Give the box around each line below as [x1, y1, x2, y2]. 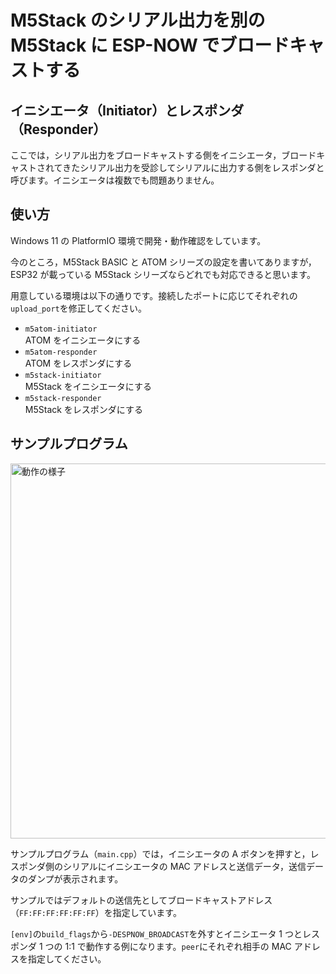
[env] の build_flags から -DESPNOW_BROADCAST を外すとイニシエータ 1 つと [10, 927, 303, 940]
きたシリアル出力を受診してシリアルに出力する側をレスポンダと [62, 162, 325, 173]
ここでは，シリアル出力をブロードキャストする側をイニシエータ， [10, 149, 282, 161]
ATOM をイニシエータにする [24, 334, 142, 346]
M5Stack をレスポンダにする [24, 403, 143, 415]
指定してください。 [27, 952, 107, 965]
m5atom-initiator [24, 324, 98, 334]
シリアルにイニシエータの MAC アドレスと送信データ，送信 [62, 860, 307, 872]
